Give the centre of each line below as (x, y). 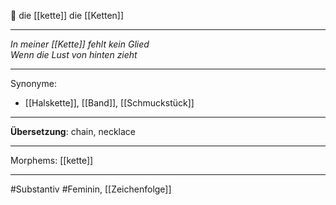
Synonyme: (33, 83)
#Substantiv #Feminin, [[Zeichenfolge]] (91, 189)
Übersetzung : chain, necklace (73, 131)
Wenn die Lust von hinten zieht (74, 54)
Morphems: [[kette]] (52, 160)
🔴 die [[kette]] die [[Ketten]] (67, 15)
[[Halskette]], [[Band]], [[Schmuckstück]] (109, 103)
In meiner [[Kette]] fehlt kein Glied (80, 44)
